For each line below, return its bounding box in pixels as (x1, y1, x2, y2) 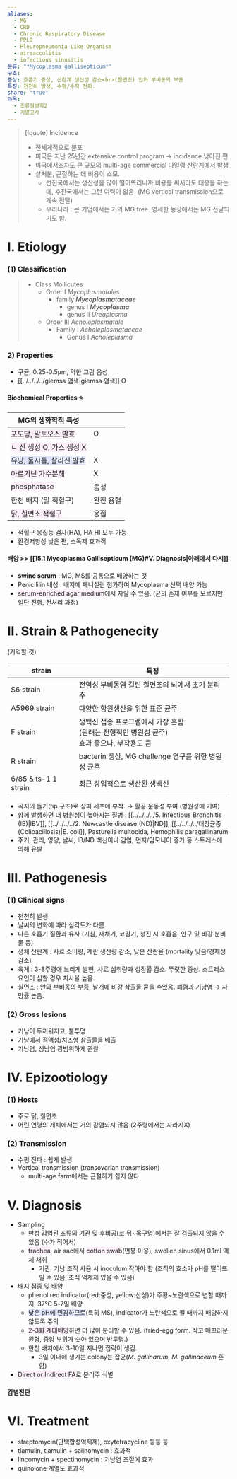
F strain (11, 726, 36, 736)
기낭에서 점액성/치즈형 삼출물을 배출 (17, 1036, 116, 1044)
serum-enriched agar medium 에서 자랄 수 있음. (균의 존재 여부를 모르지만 (17, 588, 224, 598)
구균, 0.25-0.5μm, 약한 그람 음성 (17, 367, 108, 376)
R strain (11, 756, 37, 766)
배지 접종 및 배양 (17, 1282, 63, 1291)
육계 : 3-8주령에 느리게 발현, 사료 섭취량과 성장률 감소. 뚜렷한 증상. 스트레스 (17, 965, 226, 973)
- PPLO (13, 37, 33, 44)
